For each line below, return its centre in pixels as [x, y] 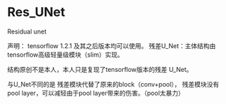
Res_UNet [36, 12]
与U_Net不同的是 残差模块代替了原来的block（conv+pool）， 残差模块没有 [113, 84]
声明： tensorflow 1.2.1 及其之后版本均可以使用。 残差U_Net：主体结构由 [112, 45]
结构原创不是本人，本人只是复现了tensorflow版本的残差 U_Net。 [100, 69]
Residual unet [27, 31]
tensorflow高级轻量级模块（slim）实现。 [66, 54]
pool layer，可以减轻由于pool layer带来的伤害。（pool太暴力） [96, 93]
